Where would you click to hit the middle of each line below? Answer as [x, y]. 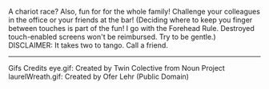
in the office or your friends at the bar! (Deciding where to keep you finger [130, 20]
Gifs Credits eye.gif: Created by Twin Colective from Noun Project [117, 68]
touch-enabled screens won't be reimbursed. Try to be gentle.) [112, 37]
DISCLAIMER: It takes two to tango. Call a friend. [88, 45]
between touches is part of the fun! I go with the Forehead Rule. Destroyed [131, 28]
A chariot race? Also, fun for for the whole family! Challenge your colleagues [134, 12]
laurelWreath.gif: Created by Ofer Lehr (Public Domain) [99, 76]
